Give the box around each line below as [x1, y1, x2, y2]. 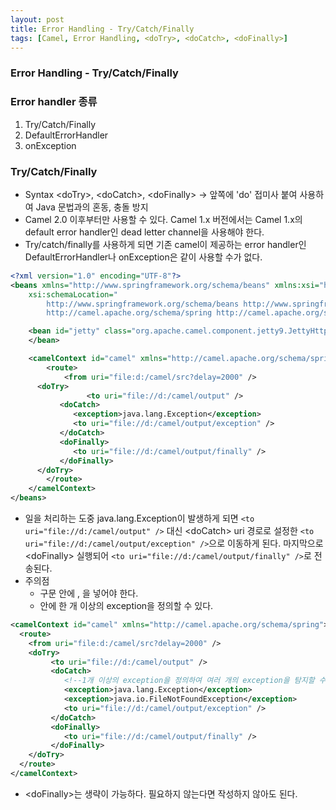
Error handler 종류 [10, 95, 98, 109]
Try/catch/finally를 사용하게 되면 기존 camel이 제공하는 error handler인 [24, 238, 307, 250]
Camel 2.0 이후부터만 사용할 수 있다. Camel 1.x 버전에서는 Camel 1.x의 [24, 213, 303, 225]
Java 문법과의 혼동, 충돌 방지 [35, 201, 149, 213]
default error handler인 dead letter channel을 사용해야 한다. [24, 226, 265, 238]
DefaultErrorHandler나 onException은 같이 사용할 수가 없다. [24, 251, 263, 263]
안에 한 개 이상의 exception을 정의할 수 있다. [39, 600, 214, 612]
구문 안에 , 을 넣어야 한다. [39, 587, 139, 600]
